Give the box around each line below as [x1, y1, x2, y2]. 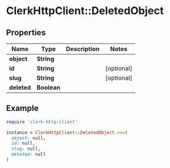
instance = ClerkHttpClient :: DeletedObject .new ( [6, 129, 128, 136]
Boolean [36, 83, 61, 92]
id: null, [11, 140, 35, 146]
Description [66, 45, 100, 53]
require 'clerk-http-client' [6, 119, 78, 125]
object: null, [11, 135, 46, 141]
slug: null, [11, 146, 41, 152]
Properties [6, 28, 46, 38]
